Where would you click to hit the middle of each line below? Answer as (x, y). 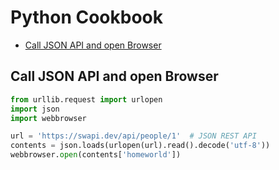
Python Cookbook (87, 17)
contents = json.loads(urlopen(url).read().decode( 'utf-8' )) (140, 146)
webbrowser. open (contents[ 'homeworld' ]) (96, 155)
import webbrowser (48, 118)
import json (35, 109)
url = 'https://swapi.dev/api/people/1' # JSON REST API (133, 136)
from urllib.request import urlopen (86, 99)
